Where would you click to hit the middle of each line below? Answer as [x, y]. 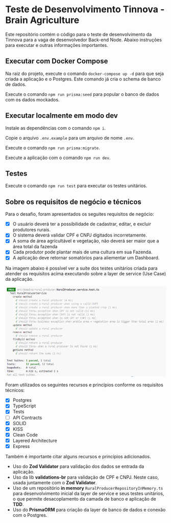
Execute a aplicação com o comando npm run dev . [58, 158]
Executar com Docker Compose [57, 61]
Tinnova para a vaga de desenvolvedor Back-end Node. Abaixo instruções [84, 40]
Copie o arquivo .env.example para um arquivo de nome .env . [70, 138]
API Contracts [27, 417]
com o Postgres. [30, 515]
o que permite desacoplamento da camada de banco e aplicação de [84, 499]
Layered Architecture [35, 440]
